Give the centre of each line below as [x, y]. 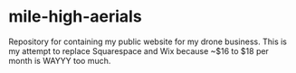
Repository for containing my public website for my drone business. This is [148, 41]
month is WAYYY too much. [60, 60]
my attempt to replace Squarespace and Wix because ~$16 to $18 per [138, 50]
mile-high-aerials [75, 17]
